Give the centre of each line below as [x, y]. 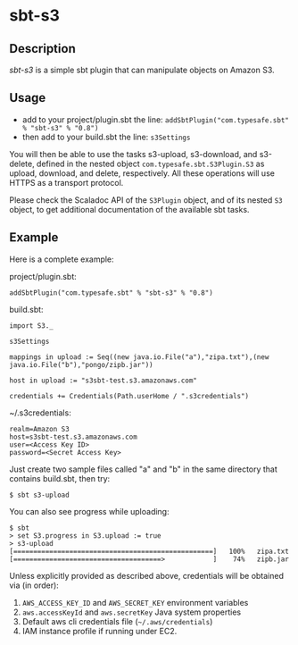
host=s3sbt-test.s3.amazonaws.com [74, 437]
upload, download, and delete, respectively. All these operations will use [142, 173]
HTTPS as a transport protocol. [66, 182]
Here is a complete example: [62, 259]
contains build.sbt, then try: [60, 478]
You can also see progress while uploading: [89, 511]
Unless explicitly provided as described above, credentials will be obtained [146, 575]
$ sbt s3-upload [39, 495]
